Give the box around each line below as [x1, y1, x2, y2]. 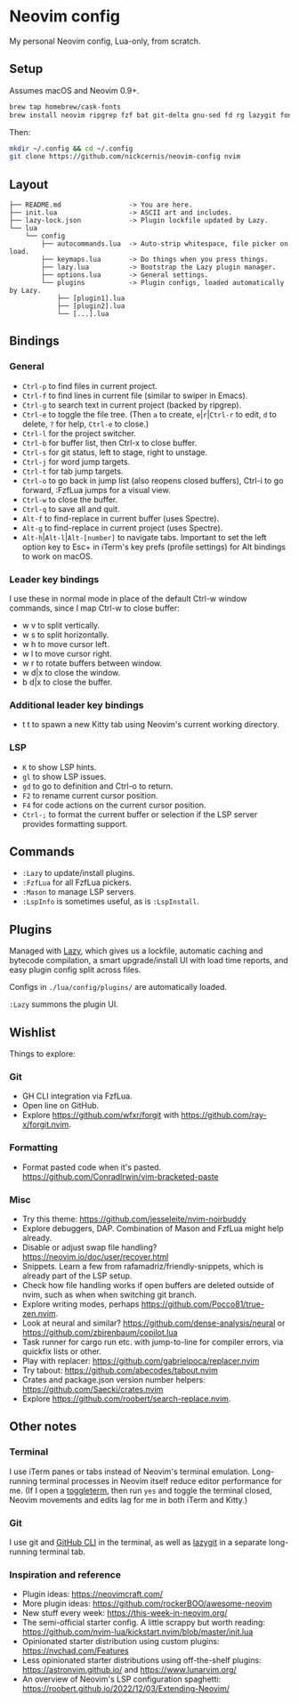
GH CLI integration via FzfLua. [21, 1091, 133, 1101]
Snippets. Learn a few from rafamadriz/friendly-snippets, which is [21, 1261, 264, 1271]
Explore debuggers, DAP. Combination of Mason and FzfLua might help [21, 1222, 284, 1234]
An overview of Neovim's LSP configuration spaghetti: [21, 1674, 222, 1684]
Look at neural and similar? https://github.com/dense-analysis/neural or [21, 1318, 286, 1328]
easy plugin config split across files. [9, 964, 141, 976]
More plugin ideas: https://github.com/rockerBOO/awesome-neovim [21, 1598, 273, 1609]
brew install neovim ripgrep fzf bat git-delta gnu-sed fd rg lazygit [9, 110, 277, 119]
